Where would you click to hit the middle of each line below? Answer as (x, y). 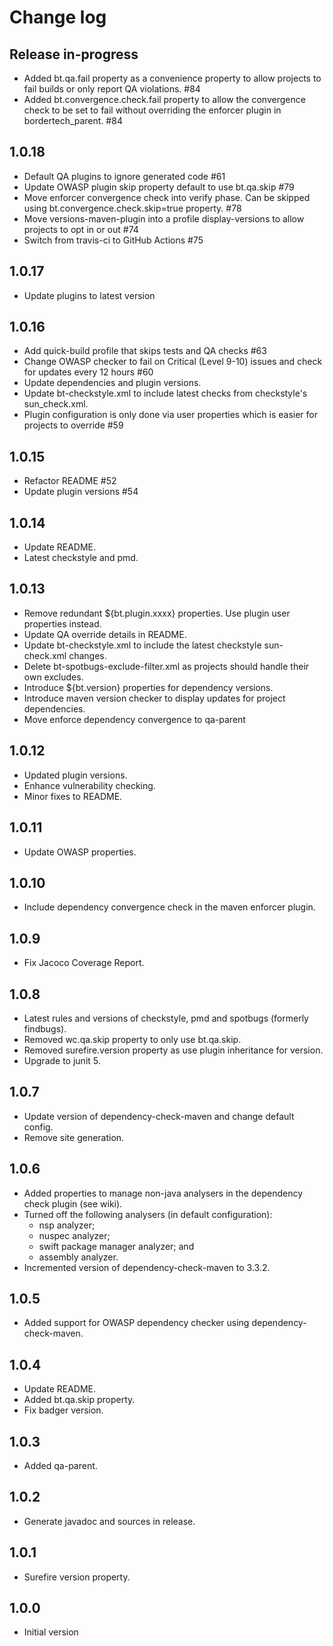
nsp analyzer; (67, 1225)
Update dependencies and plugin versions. (112, 383)
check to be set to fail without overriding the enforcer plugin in (152, 110)
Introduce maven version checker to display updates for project (154, 698)
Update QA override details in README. (105, 634)
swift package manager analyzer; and (116, 1246)
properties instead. (62, 623)
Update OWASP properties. (80, 852)
